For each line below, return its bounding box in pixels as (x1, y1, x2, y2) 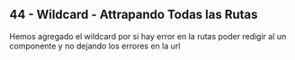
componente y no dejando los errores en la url (9, 40, 181, 51)
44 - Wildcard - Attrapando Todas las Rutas (9, 7, 258, 22)
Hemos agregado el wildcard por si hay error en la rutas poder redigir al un (9, 30, 287, 41)
